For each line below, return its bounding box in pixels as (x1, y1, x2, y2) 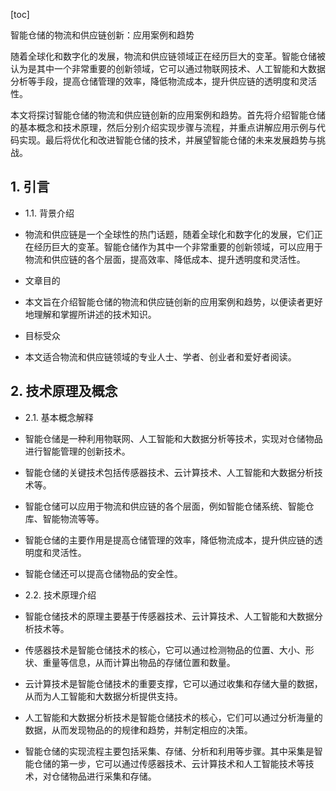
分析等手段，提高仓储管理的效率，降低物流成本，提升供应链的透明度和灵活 (10, 75, 317, 87)
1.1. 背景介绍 (24, 207, 75, 219)
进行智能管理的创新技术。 (24, 445, 131, 457)
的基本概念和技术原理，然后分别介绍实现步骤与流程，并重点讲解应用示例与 (10, 122, 317, 133)
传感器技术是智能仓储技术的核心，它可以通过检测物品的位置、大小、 (24, 644, 306, 656)
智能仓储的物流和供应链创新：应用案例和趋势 (10, 29, 195, 41)
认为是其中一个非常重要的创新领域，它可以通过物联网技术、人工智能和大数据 (10, 63, 326, 74)
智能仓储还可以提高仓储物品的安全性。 (24, 567, 183, 579)
